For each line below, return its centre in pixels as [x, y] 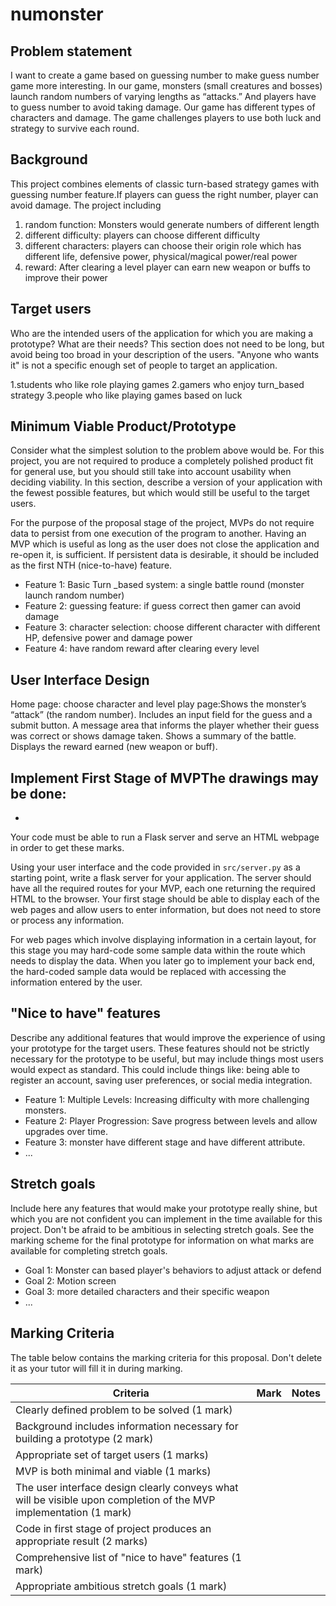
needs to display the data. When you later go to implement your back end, [163, 961]
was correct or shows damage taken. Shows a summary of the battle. [153, 736]
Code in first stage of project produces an [113, 1528]
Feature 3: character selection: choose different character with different [172, 627]
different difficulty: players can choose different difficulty [142, 235]
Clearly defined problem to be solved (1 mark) [124, 1410]
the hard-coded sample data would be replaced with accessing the [148, 972]
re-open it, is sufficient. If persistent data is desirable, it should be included [165, 555]
